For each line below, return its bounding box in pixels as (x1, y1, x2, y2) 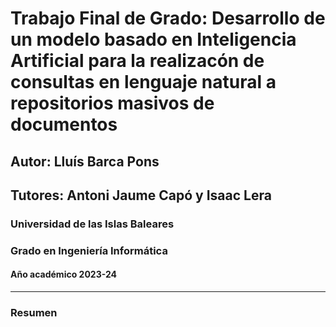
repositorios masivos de (10, 92, 215, 115)
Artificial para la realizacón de (10, 50, 265, 72)
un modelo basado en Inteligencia (10, 28, 297, 51)
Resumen (10, 305, 58, 319)
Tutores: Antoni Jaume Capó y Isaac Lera (10, 187, 272, 204)
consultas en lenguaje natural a (10, 71, 277, 94)
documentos (10, 113, 118, 136)
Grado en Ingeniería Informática (10, 243, 168, 257)
